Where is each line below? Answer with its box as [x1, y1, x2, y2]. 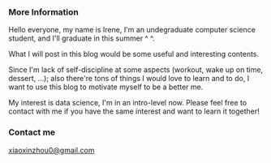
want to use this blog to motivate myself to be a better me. [8, 82, 204, 92]
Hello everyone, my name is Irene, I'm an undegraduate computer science [8, 25, 256, 35]
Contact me [8, 127, 56, 138]
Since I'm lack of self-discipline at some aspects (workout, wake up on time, [8, 65, 264, 75]
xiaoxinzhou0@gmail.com [8, 145, 95, 155]
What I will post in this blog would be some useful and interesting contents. [8, 49, 260, 59]
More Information [8, 6, 79, 18]
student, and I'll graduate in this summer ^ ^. [8, 33, 156, 43]
